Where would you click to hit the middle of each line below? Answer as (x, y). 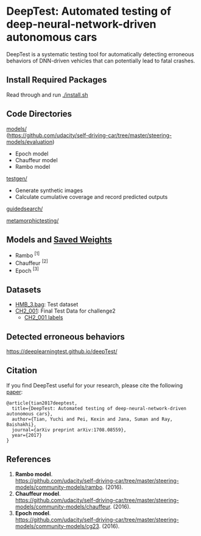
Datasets (24, 290)
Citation (22, 370)
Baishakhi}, (21, 424)
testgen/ (17, 178)
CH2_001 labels (44, 318)
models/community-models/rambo (59, 487)
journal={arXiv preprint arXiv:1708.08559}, (69, 430)
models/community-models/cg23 (57, 526)
